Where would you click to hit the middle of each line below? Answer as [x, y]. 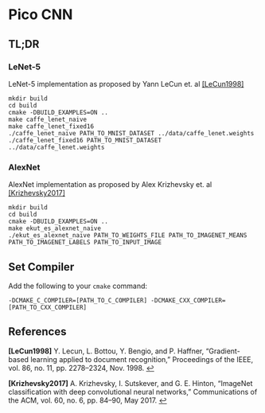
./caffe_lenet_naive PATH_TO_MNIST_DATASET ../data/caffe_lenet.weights [131, 133]
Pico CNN [41, 15]
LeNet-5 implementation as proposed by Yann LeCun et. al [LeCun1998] [126, 84]
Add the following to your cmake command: [78, 286]
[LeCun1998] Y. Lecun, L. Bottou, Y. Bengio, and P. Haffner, [106, 351]
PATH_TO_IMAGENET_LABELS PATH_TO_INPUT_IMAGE [85, 243]
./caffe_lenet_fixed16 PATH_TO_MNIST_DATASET [85, 140]
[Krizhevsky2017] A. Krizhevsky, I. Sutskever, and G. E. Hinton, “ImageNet [131, 383]
